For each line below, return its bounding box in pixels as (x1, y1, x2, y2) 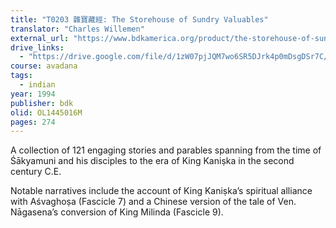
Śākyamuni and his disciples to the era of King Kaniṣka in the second (10, 155, 295, 167)
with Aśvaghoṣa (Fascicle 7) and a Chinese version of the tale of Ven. (10, 196, 297, 208)
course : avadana (10, 61, 78, 71)
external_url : (10, 33, 70, 43)
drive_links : (10, 42, 65, 53)
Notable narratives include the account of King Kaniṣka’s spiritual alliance (10, 185, 313, 197)
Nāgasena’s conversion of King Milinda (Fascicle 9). (10, 206, 224, 218)
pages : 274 (10, 117, 56, 127)
